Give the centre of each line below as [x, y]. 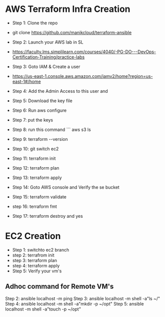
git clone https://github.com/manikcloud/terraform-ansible [72, 32]
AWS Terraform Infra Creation [68, 9]
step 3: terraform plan [35, 260]
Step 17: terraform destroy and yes [48, 216]
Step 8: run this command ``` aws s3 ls [52, 129]
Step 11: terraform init [34, 158]
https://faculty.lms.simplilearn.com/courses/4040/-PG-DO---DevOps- [84, 52]
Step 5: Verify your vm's [37, 271]
